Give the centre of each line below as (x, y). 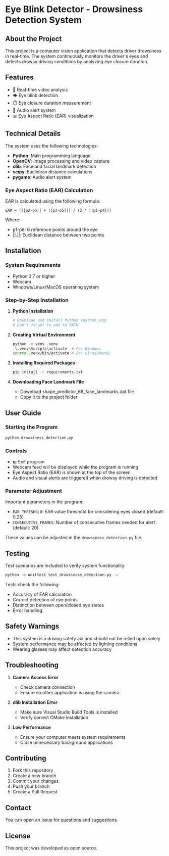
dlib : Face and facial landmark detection (54, 166)
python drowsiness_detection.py (39, 438)
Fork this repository (33, 770)
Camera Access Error (36, 677)
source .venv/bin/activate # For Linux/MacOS (61, 353)
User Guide (23, 413)
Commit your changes (36, 781)
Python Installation (33, 311)
